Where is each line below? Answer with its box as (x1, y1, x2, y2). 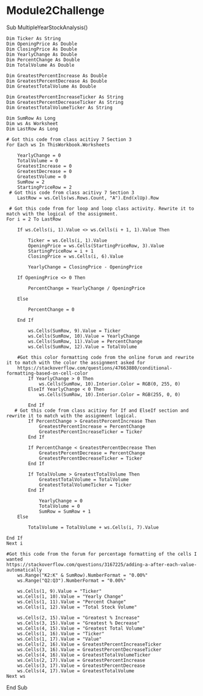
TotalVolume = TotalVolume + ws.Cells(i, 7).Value (28, 524, 159, 530)
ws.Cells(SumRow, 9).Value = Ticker (28, 327, 121, 334)
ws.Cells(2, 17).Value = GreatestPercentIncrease (17, 657, 146, 663)
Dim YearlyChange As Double (6, 51, 78, 58)
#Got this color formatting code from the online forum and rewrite (17, 354, 194, 360)
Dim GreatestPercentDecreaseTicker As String (6, 99, 123, 105)
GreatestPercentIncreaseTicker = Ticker (38, 429, 143, 435)
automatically (6, 567, 43, 573)
